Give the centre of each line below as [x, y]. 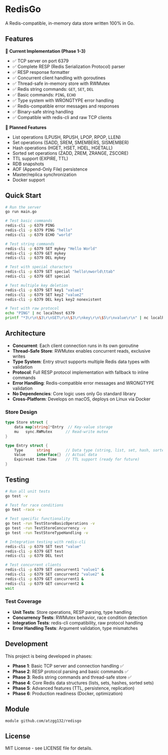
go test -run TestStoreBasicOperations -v [50, 523]
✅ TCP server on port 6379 [40, 61]
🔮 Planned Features [26, 127]
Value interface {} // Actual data [56, 455]
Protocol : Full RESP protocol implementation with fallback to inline [80, 372]
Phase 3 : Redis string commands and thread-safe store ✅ [72, 677]
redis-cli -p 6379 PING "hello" [39, 230]
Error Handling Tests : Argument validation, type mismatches [75, 628]
